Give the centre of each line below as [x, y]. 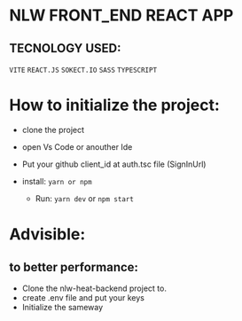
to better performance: [74, 267]
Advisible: [47, 235]
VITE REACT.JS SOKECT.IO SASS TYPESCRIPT [83, 70]
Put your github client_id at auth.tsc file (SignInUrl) [114, 164]
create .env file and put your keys [83, 297]
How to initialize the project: [114, 105]
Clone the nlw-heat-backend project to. [94, 288]
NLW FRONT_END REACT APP [121, 16]
